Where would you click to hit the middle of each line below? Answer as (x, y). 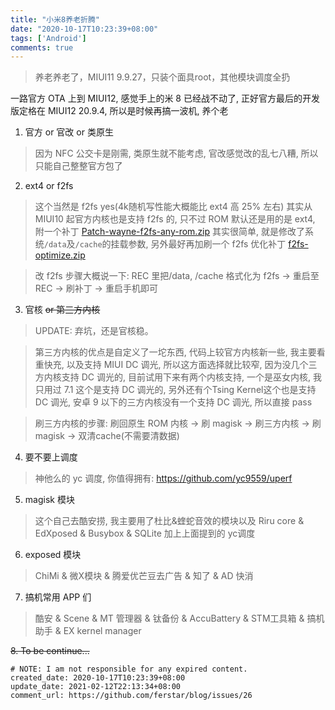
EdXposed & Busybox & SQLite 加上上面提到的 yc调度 (145, 533)
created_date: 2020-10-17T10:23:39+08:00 (98, 678)
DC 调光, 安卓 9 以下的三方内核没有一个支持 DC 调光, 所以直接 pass (173, 402)
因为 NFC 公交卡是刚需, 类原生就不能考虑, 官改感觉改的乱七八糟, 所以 (176, 153)
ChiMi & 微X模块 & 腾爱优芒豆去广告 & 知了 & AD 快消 (144, 576)
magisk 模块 (49, 500)
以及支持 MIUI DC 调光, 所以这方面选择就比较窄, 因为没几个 (187, 365)
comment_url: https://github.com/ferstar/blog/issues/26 (131, 696)
